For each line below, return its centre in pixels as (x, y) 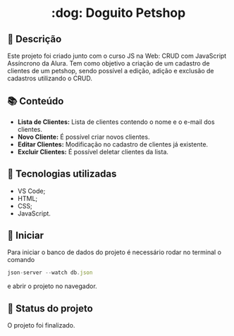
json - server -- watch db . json (50, 273)
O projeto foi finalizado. (41, 325)
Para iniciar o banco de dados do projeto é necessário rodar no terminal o (115, 252)
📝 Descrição (35, 39)
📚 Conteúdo (36, 101)
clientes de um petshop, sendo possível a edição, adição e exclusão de (111, 71)
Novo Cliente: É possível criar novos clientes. (84, 137)
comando (21, 260)
